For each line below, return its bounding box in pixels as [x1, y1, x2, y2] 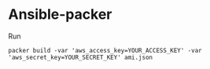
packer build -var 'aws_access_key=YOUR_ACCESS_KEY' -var [8, 46, 202, 54]
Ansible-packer [8, 5, 112, 24]
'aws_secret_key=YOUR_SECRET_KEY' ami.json [8, 53, 153, 61]
